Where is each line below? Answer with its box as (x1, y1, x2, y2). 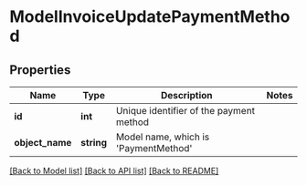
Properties (9, 62, 71, 77)
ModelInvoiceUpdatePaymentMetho (9, 6, 291, 27)
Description (160, 89, 213, 101)
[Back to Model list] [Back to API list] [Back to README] (9, 166, 219, 176)
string (80, 137, 108, 149)
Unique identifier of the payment (115, 105, 256, 117)
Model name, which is (115, 130, 210, 143)
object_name (14, 137, 72, 149)
